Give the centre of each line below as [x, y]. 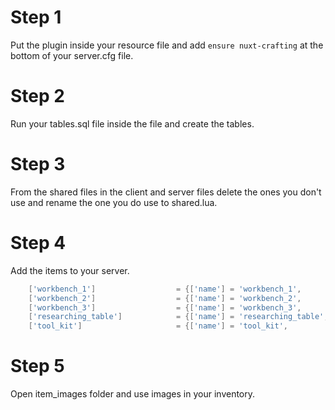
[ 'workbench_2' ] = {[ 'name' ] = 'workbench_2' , [165, 298]
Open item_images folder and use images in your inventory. [133, 394]
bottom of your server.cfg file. [72, 55]
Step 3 [38, 164]
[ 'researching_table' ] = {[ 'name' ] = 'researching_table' [176, 317]
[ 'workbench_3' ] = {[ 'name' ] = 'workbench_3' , [165, 307]
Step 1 [36, 17]
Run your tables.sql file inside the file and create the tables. [132, 123]
